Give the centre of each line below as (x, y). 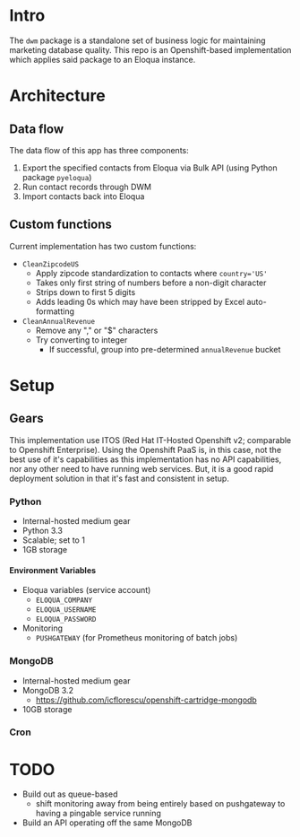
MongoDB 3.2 (48, 690)
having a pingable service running (98, 814)
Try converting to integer (81, 340)
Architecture (57, 96)
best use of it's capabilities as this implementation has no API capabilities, (146, 459)
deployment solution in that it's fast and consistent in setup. (120, 478)
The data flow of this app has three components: (99, 150)
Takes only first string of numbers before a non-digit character (151, 283)
